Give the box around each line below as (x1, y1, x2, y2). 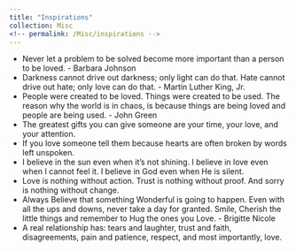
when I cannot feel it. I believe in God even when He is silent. (21, 166, 245, 177)
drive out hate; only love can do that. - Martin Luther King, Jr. (21, 81, 245, 93)
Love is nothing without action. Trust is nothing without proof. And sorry (21, 176, 285, 186)
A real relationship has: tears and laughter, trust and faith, (21, 223, 232, 233)
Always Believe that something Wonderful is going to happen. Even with (21, 194, 285, 205)
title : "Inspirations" (9, 12, 93, 22)
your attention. (21, 129, 76, 140)
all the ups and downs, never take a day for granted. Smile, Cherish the (21, 204, 282, 215)
